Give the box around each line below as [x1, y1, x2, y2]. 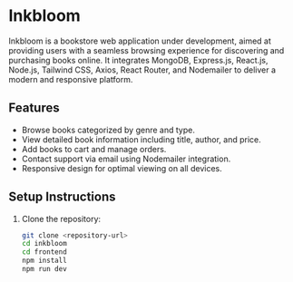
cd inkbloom [21, 239, 67, 248]
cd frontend [21, 248, 67, 257]
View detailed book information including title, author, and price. [21, 133, 261, 145]
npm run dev [21, 265, 67, 274]
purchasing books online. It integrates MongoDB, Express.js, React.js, [8, 54, 269, 65]
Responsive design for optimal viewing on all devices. [21, 162, 223, 173]
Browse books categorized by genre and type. [21, 124, 196, 135]
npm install [21, 256, 67, 266]
